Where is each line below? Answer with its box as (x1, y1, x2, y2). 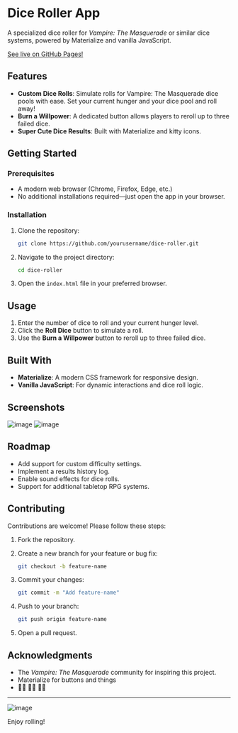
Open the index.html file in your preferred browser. (17, 279, 168, 288)
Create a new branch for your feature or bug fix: (17, 549, 158, 558)
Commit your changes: (17, 575, 84, 584)
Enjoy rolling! (7, 717, 45, 725)
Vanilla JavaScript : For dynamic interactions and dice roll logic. (17, 381, 203, 390)
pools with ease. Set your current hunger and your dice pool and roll (17, 97, 217, 105)
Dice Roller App (7, 5, 101, 21)
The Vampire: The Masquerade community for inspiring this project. (17, 668, 217, 676)
